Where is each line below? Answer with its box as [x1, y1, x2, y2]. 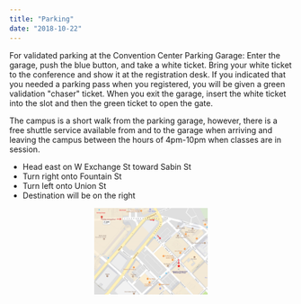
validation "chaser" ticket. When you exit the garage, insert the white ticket [9, 88, 287, 99]
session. [9, 144, 40, 155]
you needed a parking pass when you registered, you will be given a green [9, 78, 286, 89]
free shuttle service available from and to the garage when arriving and [9, 124, 272, 135]
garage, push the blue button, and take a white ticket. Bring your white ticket [9, 59, 292, 70]
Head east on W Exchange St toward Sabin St [22, 161, 191, 172]
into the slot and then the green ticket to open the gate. [9, 97, 214, 108]
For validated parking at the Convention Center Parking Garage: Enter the [9, 49, 281, 60]
